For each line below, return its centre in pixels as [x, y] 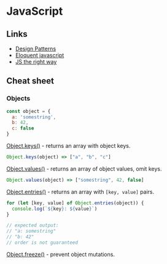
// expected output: [33, 225]
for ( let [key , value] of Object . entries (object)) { [75, 203]
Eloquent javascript [40, 55]
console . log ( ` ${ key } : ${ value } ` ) [55, 209]
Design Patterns [36, 49]
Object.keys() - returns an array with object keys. [68, 146]
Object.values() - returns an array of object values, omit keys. [84, 169]
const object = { [29, 111]
